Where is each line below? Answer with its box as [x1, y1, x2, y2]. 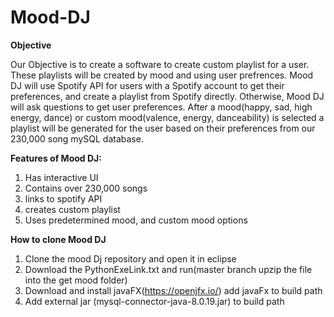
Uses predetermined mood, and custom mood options [24, 214, 248, 226]
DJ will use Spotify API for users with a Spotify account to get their [10, 79, 285, 91]
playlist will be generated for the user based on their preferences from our [10, 122, 316, 134]
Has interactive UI [24, 171, 99, 183]
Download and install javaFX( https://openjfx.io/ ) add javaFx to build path [24, 284, 323, 296]
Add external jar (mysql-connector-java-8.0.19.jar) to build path [24, 295, 285, 307]
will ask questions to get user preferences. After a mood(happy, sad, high [10, 101, 313, 113]
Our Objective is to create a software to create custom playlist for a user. [10, 58, 310, 70]
